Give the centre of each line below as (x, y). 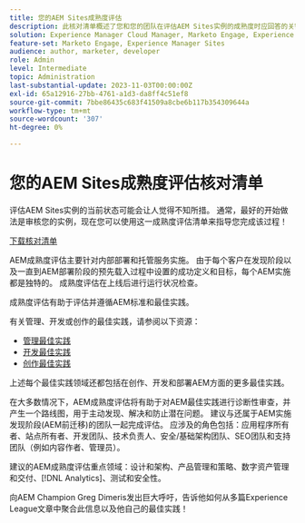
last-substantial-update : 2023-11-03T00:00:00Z (101, 85)
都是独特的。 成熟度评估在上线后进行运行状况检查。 (106, 282)
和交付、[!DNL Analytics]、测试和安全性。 (88, 478)
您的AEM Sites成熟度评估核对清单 (136, 183)
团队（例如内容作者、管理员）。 (67, 447)
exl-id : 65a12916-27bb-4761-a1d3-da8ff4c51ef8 (99, 94)
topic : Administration (52, 77)
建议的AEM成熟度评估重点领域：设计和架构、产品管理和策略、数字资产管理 (149, 466)
